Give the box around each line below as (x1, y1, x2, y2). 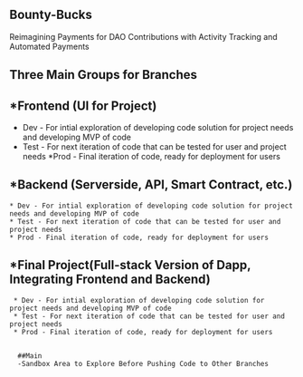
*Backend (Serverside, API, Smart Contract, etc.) (9, 177, 293, 193)
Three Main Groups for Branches (9, 67, 197, 82)
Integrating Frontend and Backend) (9, 272, 211, 287)
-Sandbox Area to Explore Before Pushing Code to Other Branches (17, 359, 270, 368)
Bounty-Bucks (9, 7, 92, 23)
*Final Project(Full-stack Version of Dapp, (9, 257, 251, 273)
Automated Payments (9, 41, 90, 52)
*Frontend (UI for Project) (9, 98, 157, 113)
